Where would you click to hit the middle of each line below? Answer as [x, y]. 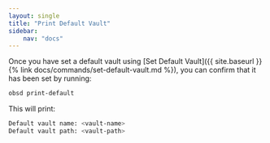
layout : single [34, 16]
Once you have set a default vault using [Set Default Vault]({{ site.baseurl [131, 61]
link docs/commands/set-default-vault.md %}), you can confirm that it [138, 70]
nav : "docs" [43, 38]
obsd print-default [41, 94]
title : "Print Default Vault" [60, 23]
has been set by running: [50, 78]
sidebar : [23, 31]
